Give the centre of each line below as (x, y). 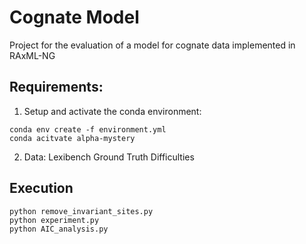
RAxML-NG (32, 55)
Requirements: (56, 87)
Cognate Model (74, 17)
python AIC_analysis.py (59, 229)
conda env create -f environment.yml (88, 129)
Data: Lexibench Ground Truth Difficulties (109, 157)
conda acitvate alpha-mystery (72, 138)
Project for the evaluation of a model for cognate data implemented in (152, 45)
